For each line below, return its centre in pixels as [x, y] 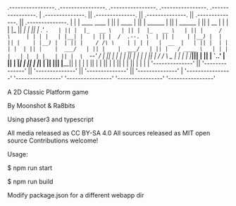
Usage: [18, 154]
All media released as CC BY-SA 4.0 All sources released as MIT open [109, 133]
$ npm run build [30, 181]
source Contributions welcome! [53, 140]
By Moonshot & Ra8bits [41, 105]
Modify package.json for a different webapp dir [76, 195]
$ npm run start [30, 168]
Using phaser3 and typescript [50, 119]
